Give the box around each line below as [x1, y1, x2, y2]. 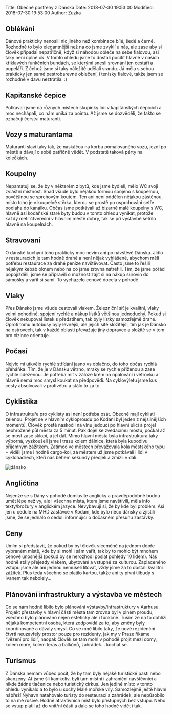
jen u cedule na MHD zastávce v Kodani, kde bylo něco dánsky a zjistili [5, 509, 155, 515]
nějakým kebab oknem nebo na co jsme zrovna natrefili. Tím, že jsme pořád [5, 266, 165, 272]
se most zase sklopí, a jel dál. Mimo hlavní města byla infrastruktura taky [5, 432, 158, 439]
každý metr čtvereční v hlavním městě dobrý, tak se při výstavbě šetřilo [5, 216, 156, 222]
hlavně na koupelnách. [5, 221, 53, 227]
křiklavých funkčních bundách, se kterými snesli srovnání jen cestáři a [5, 60, 153, 66]
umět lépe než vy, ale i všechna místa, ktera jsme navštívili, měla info [5, 498, 150, 504]
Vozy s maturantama [5, 130, 73, 139]
